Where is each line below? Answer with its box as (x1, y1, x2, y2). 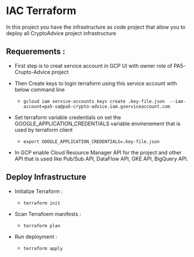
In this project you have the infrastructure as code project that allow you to (6, 23, 186, 30)
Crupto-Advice (14, 68, 51, 76)
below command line (14, 86, 65, 93)
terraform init (23, 200, 60, 206)
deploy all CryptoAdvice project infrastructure (6, 29, 117, 36)
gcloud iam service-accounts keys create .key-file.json (23, 98, 165, 104)
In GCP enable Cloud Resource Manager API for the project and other (14, 149, 182, 156)
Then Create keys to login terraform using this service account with (14, 80, 177, 87)
